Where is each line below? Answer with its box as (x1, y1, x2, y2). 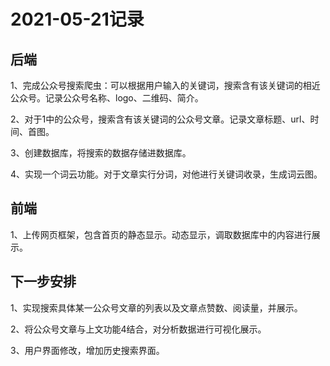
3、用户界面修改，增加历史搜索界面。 (10, 344, 165, 356)
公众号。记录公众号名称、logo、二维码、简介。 (10, 92, 204, 104)
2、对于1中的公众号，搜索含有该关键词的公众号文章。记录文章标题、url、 (10, 113, 311, 125)
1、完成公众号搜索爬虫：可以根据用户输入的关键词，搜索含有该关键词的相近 (10, 80, 321, 91)
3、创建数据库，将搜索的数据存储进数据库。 (10, 147, 192, 159)
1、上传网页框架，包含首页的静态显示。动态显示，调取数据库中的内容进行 (10, 228, 312, 240)
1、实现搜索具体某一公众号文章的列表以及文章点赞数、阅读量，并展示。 (10, 301, 303, 314)
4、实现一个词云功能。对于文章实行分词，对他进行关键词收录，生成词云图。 (10, 168, 323, 180)
